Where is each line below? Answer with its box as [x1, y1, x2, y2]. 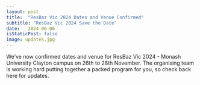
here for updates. [6, 72, 49, 79]
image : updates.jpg [6, 37, 55, 42]
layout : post [6, 8, 39, 15]
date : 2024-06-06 [6, 25, 55, 32]
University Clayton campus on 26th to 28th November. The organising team [6, 59, 194, 66]
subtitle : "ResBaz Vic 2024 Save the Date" [6, 20, 117, 26]
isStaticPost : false [6, 31, 58, 37]
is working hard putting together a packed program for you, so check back [6, 66, 192, 72]
